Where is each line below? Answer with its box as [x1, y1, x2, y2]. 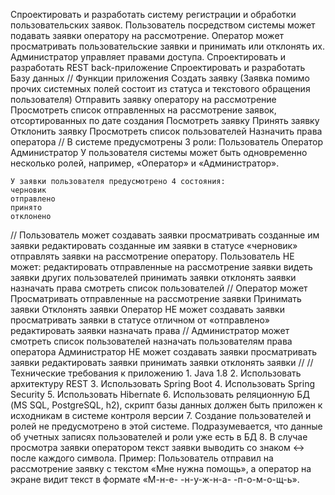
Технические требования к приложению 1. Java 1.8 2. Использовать [10, 367, 302, 379]
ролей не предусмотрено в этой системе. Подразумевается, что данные [10, 420, 323, 432]
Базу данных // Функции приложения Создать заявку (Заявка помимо [10, 72, 310, 84]
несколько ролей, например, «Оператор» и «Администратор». [10, 157, 280, 169]
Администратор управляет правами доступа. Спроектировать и [10, 51, 287, 63]
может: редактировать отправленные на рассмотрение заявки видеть [10, 261, 313, 273]
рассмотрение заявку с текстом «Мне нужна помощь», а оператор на [10, 463, 312, 474]
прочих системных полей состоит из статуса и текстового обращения [10, 83, 311, 94]
